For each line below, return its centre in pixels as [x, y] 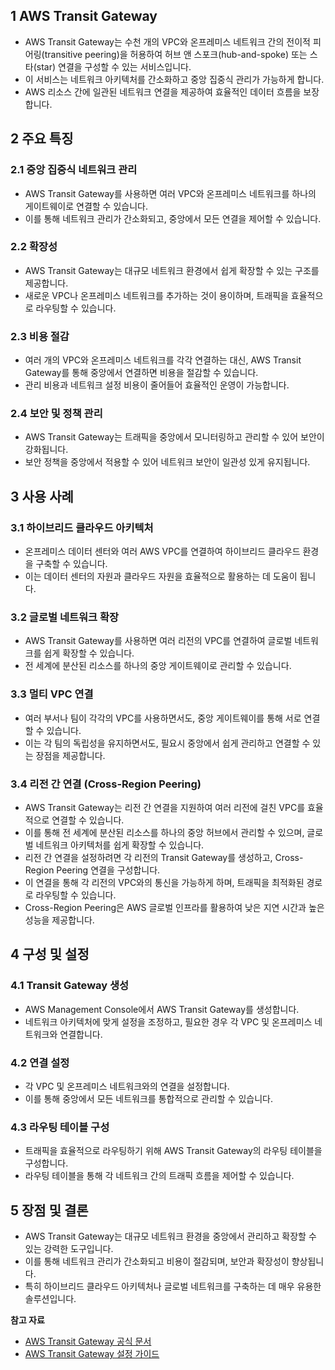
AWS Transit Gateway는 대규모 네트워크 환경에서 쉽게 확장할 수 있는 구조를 [172, 270]
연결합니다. [81, 1034]
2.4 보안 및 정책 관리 [56, 414]
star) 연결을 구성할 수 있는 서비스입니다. [114, 66]
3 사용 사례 [42, 496]
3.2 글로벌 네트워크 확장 [65, 617]
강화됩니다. [46, 450]
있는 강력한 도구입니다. [69, 1249]
